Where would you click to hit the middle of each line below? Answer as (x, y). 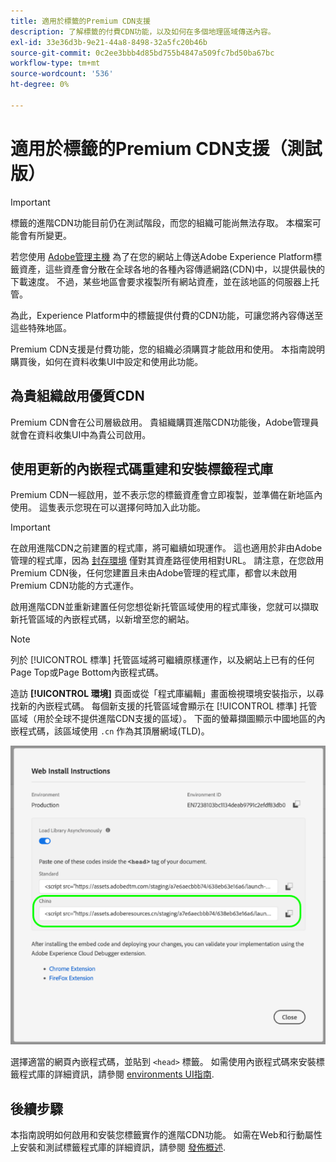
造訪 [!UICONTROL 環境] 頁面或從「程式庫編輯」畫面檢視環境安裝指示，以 (163, 694)
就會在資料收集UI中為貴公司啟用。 (81, 434)
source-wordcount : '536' (62, 74)
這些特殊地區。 (41, 327)
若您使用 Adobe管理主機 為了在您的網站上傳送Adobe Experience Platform (162, 256)
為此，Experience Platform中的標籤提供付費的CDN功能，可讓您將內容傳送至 (167, 315)
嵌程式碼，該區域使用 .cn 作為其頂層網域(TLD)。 (110, 731)
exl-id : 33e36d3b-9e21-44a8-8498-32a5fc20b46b (109, 42)
